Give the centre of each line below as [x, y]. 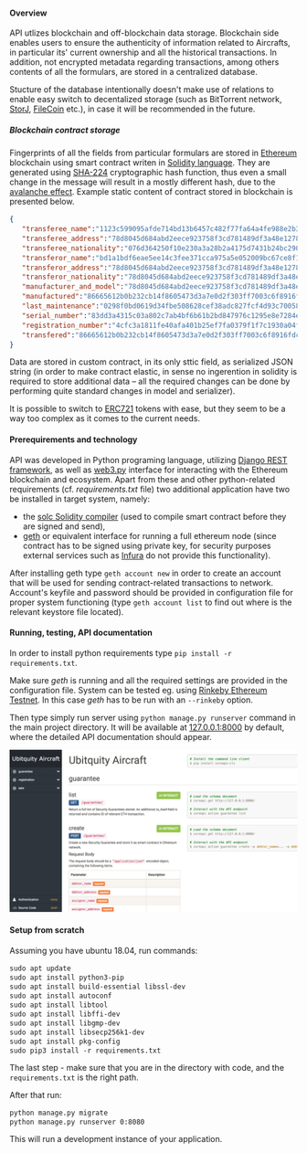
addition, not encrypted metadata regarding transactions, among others [144, 62]
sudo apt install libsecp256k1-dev [77, 1032]
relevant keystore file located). [67, 611]
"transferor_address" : [64, 268]
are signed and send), [64, 526]
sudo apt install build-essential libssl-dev [97, 987]
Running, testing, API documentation [81, 633]
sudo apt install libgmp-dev [65, 1023]
